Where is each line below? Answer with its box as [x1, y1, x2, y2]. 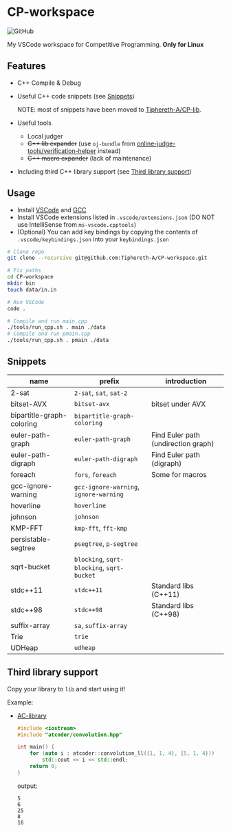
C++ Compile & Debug [16, 79, 81, 87]
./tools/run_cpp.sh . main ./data [7, 324, 107, 331]
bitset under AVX [151, 399, 206, 409]
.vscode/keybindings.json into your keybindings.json [16, 235, 170, 243]
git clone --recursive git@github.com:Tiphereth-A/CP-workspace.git [7, 254, 208, 262]
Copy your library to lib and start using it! [7, 684, 126, 693]
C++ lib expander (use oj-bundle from [27, 139, 135, 148]
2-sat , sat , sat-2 [74, 387, 128, 397]
